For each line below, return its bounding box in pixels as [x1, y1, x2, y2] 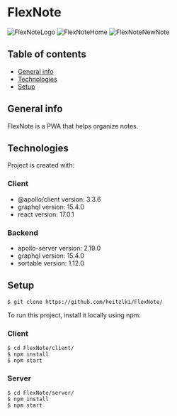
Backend [7, 228, 39, 238]
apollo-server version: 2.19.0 [17, 243, 101, 252]
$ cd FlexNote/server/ [7, 390, 74, 397]
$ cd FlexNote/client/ [7, 345, 74, 352]
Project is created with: [7, 161, 75, 170]
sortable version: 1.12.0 [17, 258, 85, 267]
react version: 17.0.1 [17, 210, 74, 219]
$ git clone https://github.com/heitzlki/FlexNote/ [7, 298, 163, 305]
